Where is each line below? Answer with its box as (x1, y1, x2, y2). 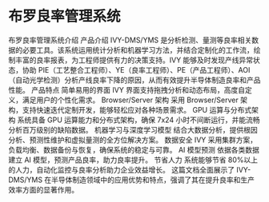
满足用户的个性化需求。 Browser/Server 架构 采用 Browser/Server (22, 95, 239, 105)
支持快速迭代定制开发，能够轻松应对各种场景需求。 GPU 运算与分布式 (22, 105, 252, 114)
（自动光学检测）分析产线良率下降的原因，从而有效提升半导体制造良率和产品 (8, 75, 261, 85)
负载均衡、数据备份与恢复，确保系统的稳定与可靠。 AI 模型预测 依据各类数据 (8, 145, 260, 154)
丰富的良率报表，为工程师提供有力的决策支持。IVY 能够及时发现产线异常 (14, 55, 254, 65)
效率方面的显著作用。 (8, 184, 78, 194)
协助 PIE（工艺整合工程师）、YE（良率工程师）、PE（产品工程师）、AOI (22, 65, 251, 74)
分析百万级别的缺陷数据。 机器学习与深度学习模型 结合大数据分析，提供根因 (8, 125, 258, 134)
